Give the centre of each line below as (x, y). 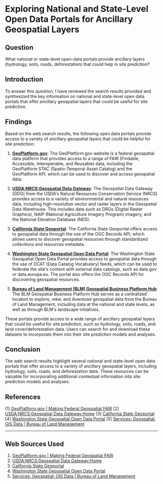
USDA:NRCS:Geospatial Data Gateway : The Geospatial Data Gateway (82, 188)
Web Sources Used (34, 444)
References (23, 397)
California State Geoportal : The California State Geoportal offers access (85, 228)
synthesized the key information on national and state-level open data (75, 96)
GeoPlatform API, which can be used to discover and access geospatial (83, 174)
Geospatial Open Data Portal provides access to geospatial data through (84, 258)
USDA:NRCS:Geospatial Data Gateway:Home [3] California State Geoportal (80, 414)
